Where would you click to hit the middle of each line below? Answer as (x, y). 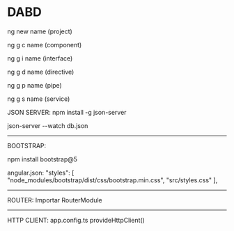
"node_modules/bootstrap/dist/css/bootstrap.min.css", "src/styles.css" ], (112, 180)
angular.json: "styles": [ (41, 173)
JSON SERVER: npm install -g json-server (67, 112)
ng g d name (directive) (41, 72)
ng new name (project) (40, 31)
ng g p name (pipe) (35, 85)
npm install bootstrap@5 (42, 159)
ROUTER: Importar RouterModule (55, 200)
